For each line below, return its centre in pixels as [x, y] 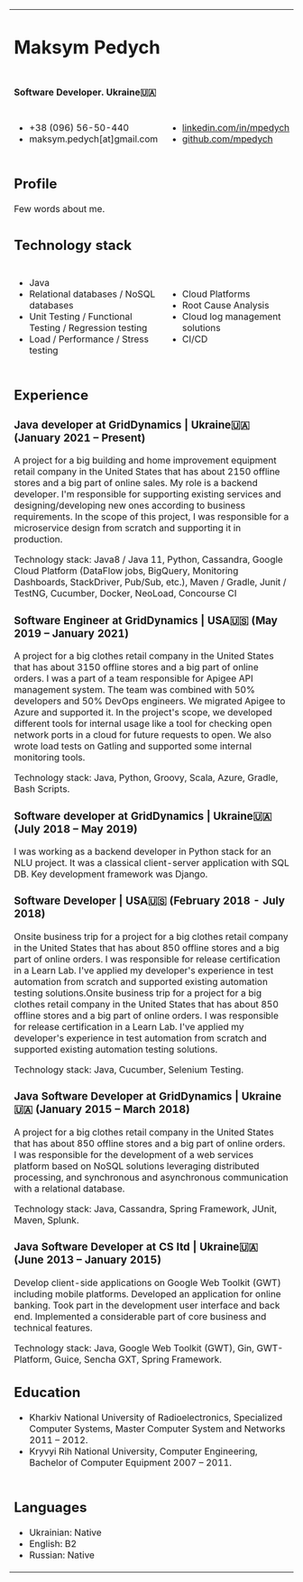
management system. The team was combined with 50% [134, 690]
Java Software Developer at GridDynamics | [126, 1097]
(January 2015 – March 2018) [113, 1109]
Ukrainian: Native [65, 1532]
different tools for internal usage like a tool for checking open [143, 723]
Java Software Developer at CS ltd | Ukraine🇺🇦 [136, 1247]
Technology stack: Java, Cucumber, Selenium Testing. [129, 1070]
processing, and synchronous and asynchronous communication [151, 1178]
